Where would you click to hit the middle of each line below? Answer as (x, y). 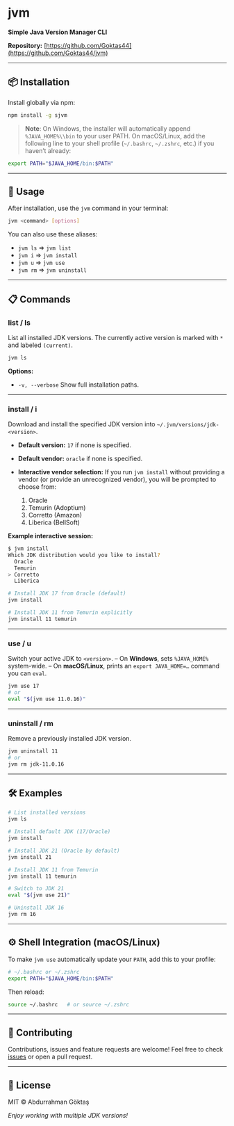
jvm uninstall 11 (33, 751)
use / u (20, 643)
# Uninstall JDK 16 (36, 908)
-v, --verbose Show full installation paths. (78, 385)
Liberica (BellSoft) (54, 522)
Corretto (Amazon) (55, 515)
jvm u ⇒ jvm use (41, 263)
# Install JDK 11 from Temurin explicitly (70, 613)
